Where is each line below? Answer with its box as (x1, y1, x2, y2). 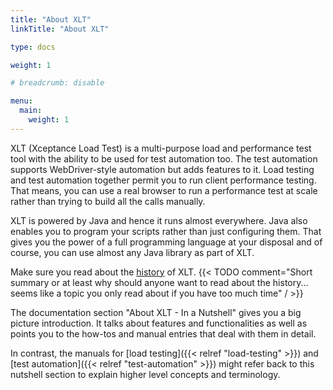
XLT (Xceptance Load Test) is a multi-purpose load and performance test (10, 142, 312, 154)
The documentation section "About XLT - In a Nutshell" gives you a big (10, 306, 302, 318)
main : (19, 106, 43, 116)
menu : (10, 96, 33, 106)
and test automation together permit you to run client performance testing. (10, 174, 317, 186)
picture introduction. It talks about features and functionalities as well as (10, 317, 308, 329)
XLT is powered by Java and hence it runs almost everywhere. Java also (10, 214, 308, 226)
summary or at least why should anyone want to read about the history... (10, 276, 309, 288)
